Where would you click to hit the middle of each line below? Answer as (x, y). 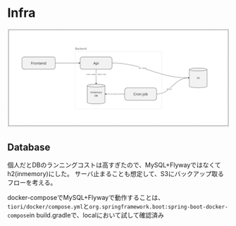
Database (29, 147)
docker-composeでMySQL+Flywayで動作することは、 (86, 198)
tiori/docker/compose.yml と (48, 206)
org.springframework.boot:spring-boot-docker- (159, 207)
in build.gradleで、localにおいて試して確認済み (97, 215)
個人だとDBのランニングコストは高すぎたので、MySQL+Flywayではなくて (114, 165)
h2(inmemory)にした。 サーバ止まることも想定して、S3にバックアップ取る (116, 174)
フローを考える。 (32, 183)
